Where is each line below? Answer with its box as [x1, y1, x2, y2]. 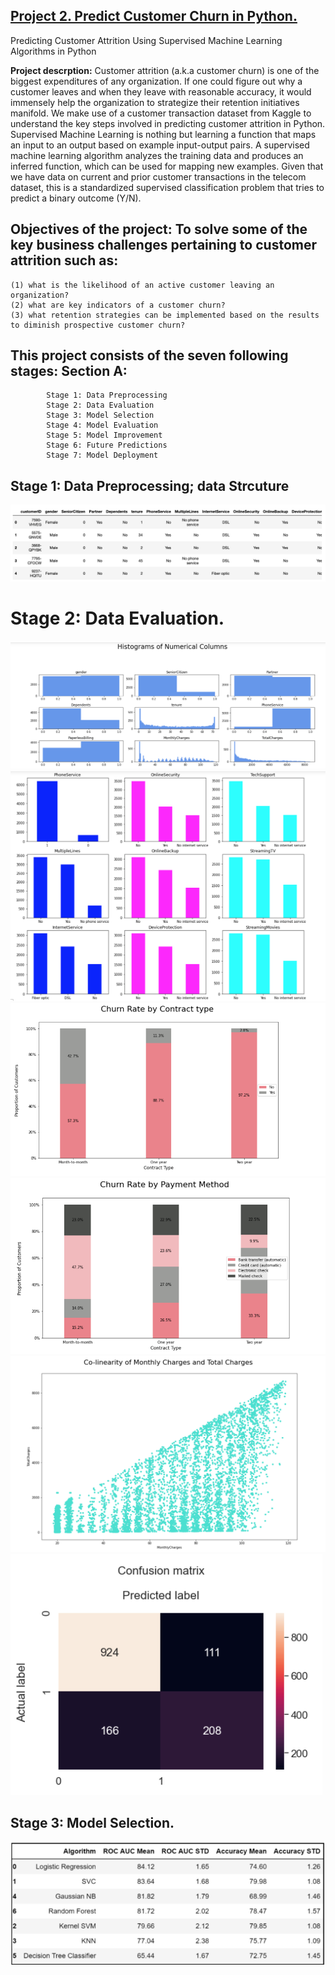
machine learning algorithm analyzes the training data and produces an [10, 149, 304, 161]
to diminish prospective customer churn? [10, 320, 186, 330]
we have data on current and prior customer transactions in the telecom [10, 170, 307, 183]
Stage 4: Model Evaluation [46, 420, 159, 431]
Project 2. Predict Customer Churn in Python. [10, 8, 298, 25]
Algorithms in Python [10, 45, 97, 57]
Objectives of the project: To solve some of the [10, 221, 308, 238]
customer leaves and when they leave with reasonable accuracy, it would [10, 85, 312, 98]
